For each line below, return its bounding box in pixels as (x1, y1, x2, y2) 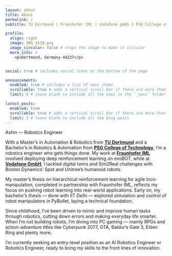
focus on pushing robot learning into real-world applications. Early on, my (5, 187, 161, 193)
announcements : (5, 78, 38, 83)
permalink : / (5, 17, 33, 22)
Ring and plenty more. (5, 229, 52, 236)
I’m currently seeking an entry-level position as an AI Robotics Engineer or (5, 240, 162, 246)
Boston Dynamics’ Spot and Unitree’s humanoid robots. (5, 167, 122, 173)
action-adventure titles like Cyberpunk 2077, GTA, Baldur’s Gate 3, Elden (5, 224, 158, 230)
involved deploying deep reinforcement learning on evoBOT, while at (5, 155, 150, 161)
